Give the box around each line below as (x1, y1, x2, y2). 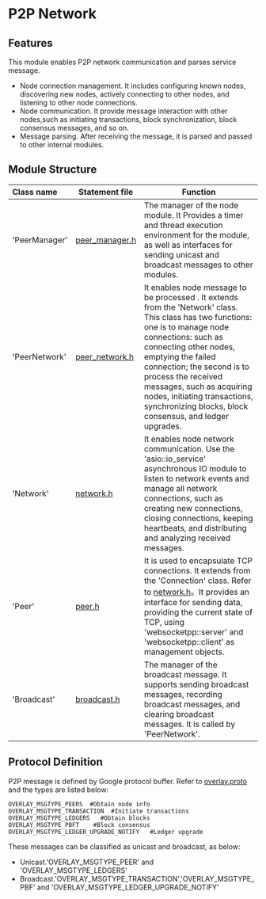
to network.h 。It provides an (143, 586, 249, 597)
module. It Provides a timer (143, 209, 244, 220)
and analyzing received (143, 532, 231, 543)
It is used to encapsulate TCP (143, 555, 253, 566)
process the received (143, 371, 223, 382)
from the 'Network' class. (143, 302, 238, 313)
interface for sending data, (143, 596, 243, 608)
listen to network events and (143, 473, 249, 484)
